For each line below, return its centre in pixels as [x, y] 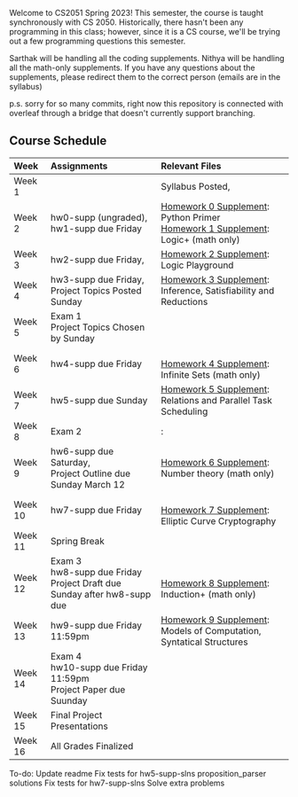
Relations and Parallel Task [216, 400]
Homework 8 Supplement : [216, 582]
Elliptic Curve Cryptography [219, 520]
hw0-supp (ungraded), [99, 217]
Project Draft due [86, 582]
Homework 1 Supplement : [216, 228]
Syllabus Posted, [196, 186]
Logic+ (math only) [201, 239]
